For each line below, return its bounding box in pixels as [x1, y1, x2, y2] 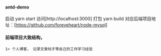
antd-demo [5, 4, 29, 10]
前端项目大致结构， [5, 34, 45, 40]
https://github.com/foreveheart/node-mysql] [16, 22, 108, 28]
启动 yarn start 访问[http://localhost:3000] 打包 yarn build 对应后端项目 [5, 15, 151, 22]
